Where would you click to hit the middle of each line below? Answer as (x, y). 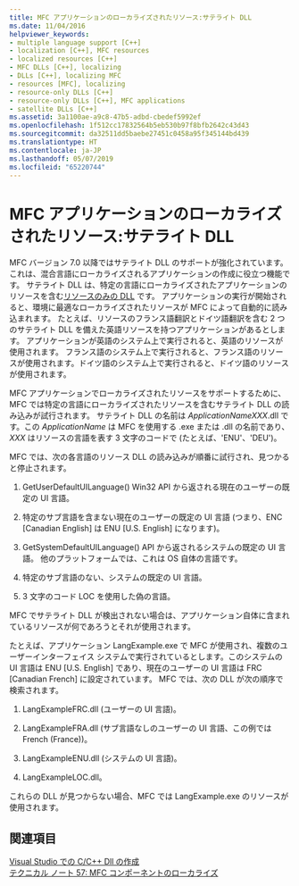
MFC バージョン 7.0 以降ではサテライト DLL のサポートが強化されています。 (149, 263)
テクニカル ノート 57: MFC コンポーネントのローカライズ (114, 873)
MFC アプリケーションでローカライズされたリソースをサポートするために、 (148, 393)
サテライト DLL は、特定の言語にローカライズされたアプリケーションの (157, 285)
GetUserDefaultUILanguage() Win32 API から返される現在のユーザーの (152, 487)
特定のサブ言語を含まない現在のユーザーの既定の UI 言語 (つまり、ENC (152, 517)
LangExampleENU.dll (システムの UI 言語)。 (102, 758)
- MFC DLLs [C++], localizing (66, 68)
